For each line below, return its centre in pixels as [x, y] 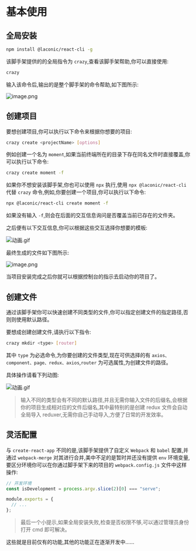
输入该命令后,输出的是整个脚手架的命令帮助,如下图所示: [73, 84]
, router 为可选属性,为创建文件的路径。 [125, 362]
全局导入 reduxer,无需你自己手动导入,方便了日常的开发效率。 [93, 414]
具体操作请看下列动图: [33, 375]
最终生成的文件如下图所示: [38, 253]
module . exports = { [30, 499]
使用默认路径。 [34, 320]
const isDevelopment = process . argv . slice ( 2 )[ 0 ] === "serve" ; [83, 489]
